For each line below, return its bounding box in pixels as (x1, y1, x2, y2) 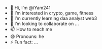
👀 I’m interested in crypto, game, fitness (10, 10, 94, 16)
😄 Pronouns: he (10, 33, 44, 39)
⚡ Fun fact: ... (10, 39, 38, 45)
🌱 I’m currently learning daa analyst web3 (10, 15, 97, 21)
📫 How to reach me (10, 26, 52, 32)
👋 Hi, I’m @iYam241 (10, 5, 51, 10)
